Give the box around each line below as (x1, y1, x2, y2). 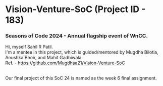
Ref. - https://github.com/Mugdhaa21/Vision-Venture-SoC (5, 60, 125, 66)
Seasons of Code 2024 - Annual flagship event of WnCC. (5, 32, 148, 39)
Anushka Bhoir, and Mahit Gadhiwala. (5, 55, 83, 61)
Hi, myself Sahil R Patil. (5, 44, 53, 50)
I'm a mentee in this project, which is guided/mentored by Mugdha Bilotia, (5, 49, 159, 55)
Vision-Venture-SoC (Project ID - (5, 4, 146, 15)
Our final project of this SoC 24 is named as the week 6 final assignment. (5, 75, 157, 81)
